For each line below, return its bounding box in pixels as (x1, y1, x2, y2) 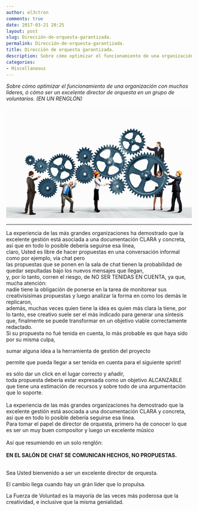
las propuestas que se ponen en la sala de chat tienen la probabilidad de (6, 261, 183, 268)
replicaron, (6, 298, 32, 305)
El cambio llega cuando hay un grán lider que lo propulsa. (6, 480, 146, 487)
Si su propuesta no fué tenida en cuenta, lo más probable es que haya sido (6, 329, 188, 337)
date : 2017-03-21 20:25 (6, 22, 65, 28)
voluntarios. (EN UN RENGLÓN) (6, 95, 82, 102)
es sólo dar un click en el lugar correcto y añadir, (6, 370, 125, 377)
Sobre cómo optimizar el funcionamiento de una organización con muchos (6, 83, 189, 90)
